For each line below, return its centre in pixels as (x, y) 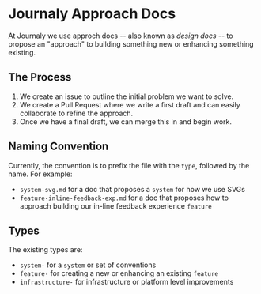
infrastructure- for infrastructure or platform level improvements (127, 282)
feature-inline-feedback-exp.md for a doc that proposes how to (124, 198)
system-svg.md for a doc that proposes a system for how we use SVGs (132, 189)
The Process (40, 77)
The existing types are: (45, 250)
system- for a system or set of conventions (88, 265)
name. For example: (40, 174)
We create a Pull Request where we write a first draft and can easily (130, 104)
